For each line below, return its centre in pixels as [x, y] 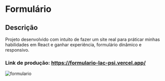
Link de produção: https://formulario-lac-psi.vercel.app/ [75, 63]
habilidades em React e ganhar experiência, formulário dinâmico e [73, 45]
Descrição [21, 28]
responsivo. [17, 50]
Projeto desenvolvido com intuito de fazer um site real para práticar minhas [82, 39]
